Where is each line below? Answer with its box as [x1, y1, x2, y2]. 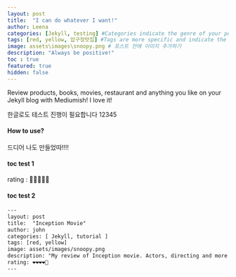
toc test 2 [7, 191, 36, 200]
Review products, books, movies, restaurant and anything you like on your [7, 88, 222, 97]
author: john [7, 226, 46, 234]
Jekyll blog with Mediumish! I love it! [7, 95, 112, 104]
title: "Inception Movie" [7, 219, 86, 227]
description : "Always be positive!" [7, 50, 114, 57]
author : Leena [7, 23, 49, 30]
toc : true [7, 56, 39, 63]
